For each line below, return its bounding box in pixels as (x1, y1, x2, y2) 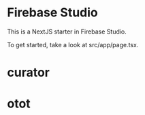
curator (7, 65, 50, 80)
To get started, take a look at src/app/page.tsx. (7, 40, 139, 49)
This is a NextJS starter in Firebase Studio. (7, 27, 127, 36)
